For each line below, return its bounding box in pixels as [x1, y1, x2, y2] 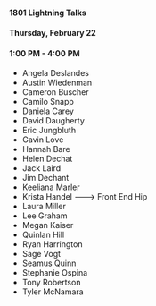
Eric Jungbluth [21, 125, 77, 136]
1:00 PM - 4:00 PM [9, 47, 80, 58]
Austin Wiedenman [21, 77, 93, 89]
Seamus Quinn [21, 258, 77, 268]
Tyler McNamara [21, 286, 84, 297]
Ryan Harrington [21, 239, 83, 250]
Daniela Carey [21, 106, 74, 116]
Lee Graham [21, 210, 68, 221]
